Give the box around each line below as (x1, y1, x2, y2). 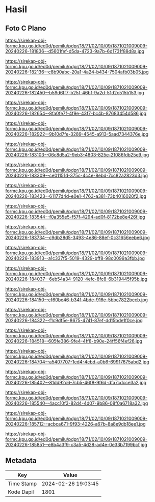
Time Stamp (8, 480, 37, 487)
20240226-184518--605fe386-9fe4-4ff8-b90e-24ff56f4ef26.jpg (5, 338, 143, 344)
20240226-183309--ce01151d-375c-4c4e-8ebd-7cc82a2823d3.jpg (5, 172, 148, 178)
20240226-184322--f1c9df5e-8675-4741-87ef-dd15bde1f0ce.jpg (5, 318, 143, 323)
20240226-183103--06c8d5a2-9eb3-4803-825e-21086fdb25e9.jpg (5, 152, 149, 157)
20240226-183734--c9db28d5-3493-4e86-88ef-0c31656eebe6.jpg (5, 234, 150, 241)
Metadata (5, 456, 37, 465)
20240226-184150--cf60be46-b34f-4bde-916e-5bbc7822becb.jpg (5, 297, 148, 303)
